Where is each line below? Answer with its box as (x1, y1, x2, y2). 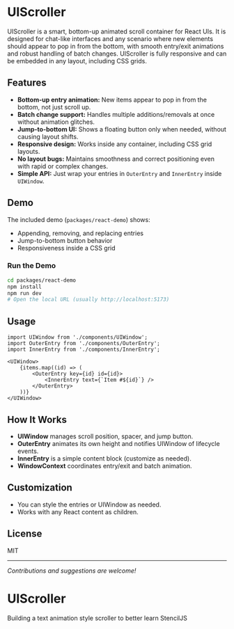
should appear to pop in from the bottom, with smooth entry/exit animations (7, 42, 224, 50)
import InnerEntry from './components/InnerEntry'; (7, 346, 160, 353)
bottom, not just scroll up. (17, 102, 91, 111)
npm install (7, 283, 42, 290)
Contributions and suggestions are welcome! (7, 566, 136, 575)
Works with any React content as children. (17, 507, 139, 516)
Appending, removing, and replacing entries (17, 229, 144, 237)
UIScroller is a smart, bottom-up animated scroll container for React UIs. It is (7, 27, 226, 35)
